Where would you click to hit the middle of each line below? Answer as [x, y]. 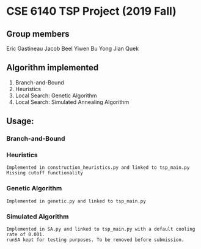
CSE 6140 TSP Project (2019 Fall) [92, 11]
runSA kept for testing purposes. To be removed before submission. [95, 240]
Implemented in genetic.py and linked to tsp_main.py [76, 201]
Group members [38, 34]
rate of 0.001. [26, 235]
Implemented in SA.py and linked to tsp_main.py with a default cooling [101, 229]
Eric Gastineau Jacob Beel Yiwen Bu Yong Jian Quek [73, 48]
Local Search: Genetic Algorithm [56, 95]
